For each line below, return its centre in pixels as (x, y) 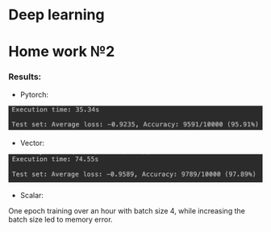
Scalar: (32, 195)
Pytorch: (34, 94)
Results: (25, 77)
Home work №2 (62, 52)
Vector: (32, 143)
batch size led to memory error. (60, 219)
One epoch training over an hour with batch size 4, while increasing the (127, 210)
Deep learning (56, 15)
